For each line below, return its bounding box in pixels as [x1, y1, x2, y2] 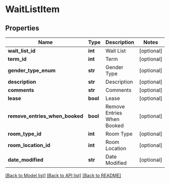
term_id [8, 56, 27, 62]
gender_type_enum [8, 67, 56, 74]
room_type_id [8, 130, 41, 137]
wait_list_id [8, 47, 35, 54]
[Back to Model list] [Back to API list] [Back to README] [5, 172, 121, 178]
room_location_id [8, 142, 51, 149]
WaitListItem [5, 4, 60, 15]
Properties [5, 24, 39, 32]
